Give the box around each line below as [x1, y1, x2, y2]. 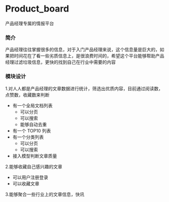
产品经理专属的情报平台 [5, 20, 54, 26]
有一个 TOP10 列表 [12, 127, 51, 133]
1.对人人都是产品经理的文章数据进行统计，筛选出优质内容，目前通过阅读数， [5, 85, 163, 91]
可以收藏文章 [12, 180, 39, 186]
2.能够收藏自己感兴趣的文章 [5, 163, 63, 169]
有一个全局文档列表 [12, 102, 53, 108]
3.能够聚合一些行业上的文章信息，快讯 [5, 191, 85, 197]
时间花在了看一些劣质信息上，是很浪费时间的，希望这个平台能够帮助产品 [14, 53, 164, 59]
